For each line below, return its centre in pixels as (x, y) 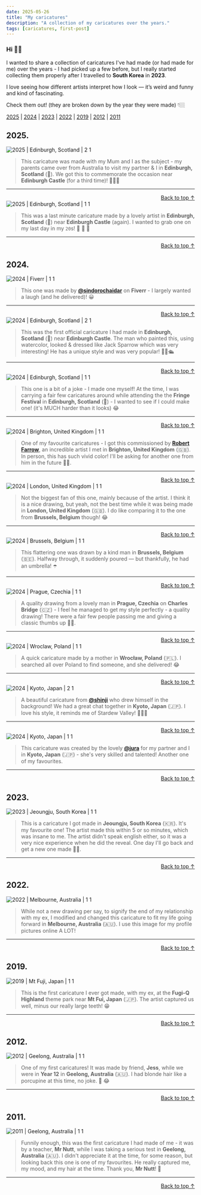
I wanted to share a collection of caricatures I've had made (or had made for (100, 62)
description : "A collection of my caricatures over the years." (88, 23)
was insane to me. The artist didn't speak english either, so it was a (103, 836)
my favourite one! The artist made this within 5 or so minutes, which (104, 830)
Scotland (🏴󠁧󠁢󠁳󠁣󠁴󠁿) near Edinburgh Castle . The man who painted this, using (107, 338)
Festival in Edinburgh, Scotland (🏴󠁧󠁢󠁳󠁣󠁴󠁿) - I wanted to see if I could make (105, 402)
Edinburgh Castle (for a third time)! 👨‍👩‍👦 (70, 181)
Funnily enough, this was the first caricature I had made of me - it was (107, 1143)
